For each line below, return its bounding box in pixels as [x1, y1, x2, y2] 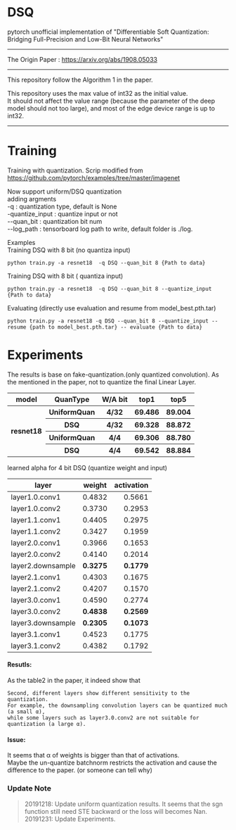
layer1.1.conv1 [11, 515, 61, 524]
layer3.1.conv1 [11, 629, 61, 639]
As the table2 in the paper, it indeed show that [7, 677, 140, 685]
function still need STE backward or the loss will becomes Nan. [24, 807, 207, 815]
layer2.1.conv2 [11, 584, 61, 593]
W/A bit [101, 394, 128, 404]
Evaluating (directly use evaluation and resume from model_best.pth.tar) [7, 303, 216, 312]
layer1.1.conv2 [11, 526, 61, 536]
